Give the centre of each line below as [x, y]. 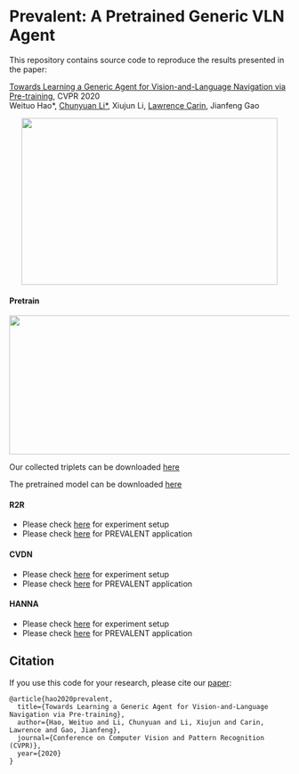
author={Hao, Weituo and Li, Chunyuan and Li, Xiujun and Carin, [141, 722]
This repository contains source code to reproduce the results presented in [147, 60]
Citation [32, 661]
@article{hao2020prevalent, [61, 699]
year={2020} [40, 754]
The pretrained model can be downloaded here [96, 484]
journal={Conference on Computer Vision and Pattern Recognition [141, 738]
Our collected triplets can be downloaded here [94, 467]
